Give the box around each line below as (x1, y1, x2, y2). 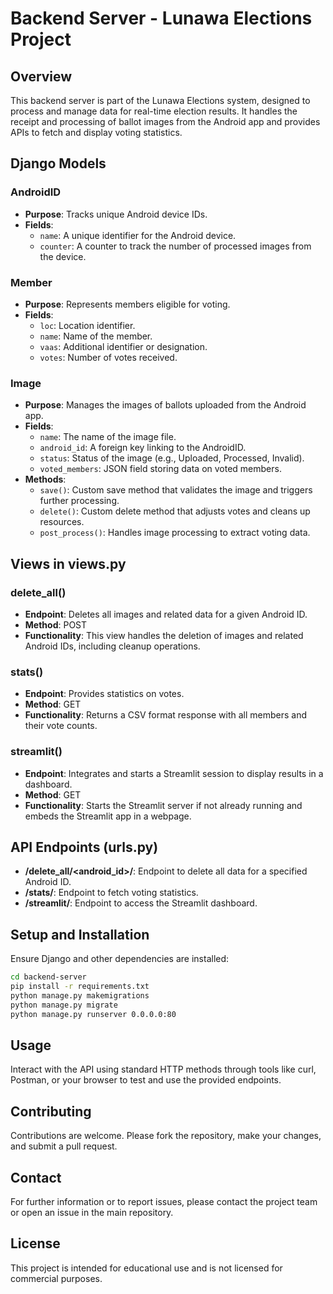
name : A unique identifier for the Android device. (39, 229, 237, 241)
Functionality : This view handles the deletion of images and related (24, 629, 304, 641)
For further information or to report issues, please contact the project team (10, 1196, 318, 1207)
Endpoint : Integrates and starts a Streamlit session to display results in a (24, 767, 324, 779)
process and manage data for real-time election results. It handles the (10, 105, 298, 117)
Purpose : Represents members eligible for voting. (24, 298, 231, 310)
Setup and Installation (10, 926, 150, 943)
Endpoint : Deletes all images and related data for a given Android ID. (24, 608, 308, 620)
